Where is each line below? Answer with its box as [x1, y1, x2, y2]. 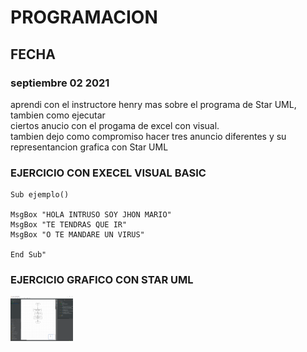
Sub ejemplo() [10, 190, 70, 200]
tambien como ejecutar [10, 109, 106, 121]
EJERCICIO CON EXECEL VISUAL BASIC [10, 166, 207, 180]
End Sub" [10, 250, 47, 260]
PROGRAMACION [10, 6, 158, 29]
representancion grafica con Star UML [10, 141, 169, 153]
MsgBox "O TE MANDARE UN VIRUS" [10, 230, 145, 240]
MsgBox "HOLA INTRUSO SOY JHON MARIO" [10, 210, 172, 220]
